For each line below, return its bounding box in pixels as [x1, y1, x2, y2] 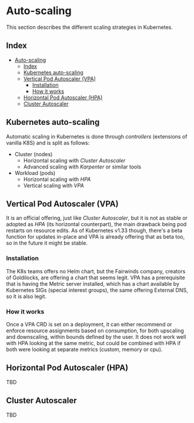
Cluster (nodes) [14, 150, 53, 157]
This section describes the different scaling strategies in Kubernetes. [6, 24, 173, 31]
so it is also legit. [6, 293, 47, 300]
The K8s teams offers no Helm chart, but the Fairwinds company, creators [6, 267, 186, 275]
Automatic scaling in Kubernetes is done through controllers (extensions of [6, 133, 188, 140]
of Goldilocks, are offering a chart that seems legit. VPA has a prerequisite [6, 274, 185, 281]
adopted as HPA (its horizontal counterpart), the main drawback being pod [6, 221, 187, 228]
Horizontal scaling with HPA [23, 176, 91, 183]
